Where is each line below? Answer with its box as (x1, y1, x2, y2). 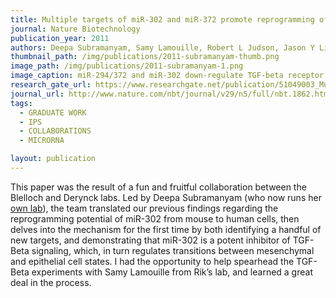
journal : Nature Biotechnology (10, 24, 141, 34)
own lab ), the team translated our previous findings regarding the (10, 202, 279, 214)
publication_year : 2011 (10, 33, 110, 43)
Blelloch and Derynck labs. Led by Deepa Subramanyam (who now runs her (10, 191, 322, 203)
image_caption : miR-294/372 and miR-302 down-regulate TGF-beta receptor (10, 71, 325, 81)
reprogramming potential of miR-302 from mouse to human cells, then (10, 212, 300, 225)
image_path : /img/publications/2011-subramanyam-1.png (10, 61, 244, 71)
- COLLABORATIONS (19, 126, 92, 136)
